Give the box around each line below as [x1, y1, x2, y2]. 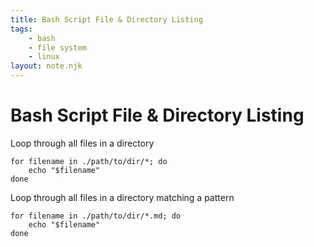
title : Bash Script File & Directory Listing [10, 14, 203, 25]
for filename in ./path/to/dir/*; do [10, 156, 168, 166]
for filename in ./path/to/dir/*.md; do [10, 211, 182, 221]
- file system [28, 42, 87, 53]
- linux [28, 52, 60, 62]
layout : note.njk [10, 61, 83, 71]
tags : [10, 24, 33, 34]
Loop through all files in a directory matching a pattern [10, 191, 235, 203]
